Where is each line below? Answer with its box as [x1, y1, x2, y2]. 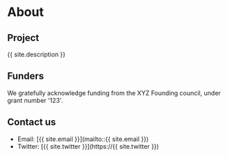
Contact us [7, 116, 56, 129]
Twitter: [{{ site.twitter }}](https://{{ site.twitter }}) [17, 142, 159, 150]
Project [7, 32, 40, 44]
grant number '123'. [7, 96, 63, 104]
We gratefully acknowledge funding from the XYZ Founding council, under [7, 88, 221, 97]
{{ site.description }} [7, 50, 66, 58]
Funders [7, 70, 44, 82]
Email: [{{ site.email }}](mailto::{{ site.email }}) [17, 135, 149, 143]
